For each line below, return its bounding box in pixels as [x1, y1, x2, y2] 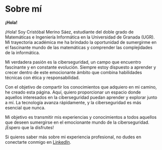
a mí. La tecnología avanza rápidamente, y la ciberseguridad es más [5, 99, 142, 105]
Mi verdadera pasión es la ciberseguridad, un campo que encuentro [5, 59, 141, 65]
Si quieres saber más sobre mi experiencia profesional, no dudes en [5, 134, 142, 140]
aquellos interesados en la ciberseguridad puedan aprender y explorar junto [5, 94, 157, 100]
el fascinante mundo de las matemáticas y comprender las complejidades [5, 44, 153, 50]
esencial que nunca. [5, 105, 46, 111]
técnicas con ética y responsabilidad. [5, 75, 80, 80]
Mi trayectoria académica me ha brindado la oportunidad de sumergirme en [5, 39, 157, 45]
